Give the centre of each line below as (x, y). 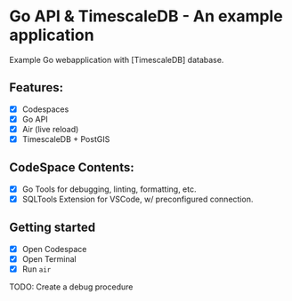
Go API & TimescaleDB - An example (146, 16)
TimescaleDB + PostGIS (66, 139)
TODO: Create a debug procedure (71, 287)
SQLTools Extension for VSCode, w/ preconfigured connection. (138, 199)
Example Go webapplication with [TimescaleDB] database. (117, 59)
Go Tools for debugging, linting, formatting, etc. (109, 189)
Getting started (53, 228)
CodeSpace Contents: (72, 167)
